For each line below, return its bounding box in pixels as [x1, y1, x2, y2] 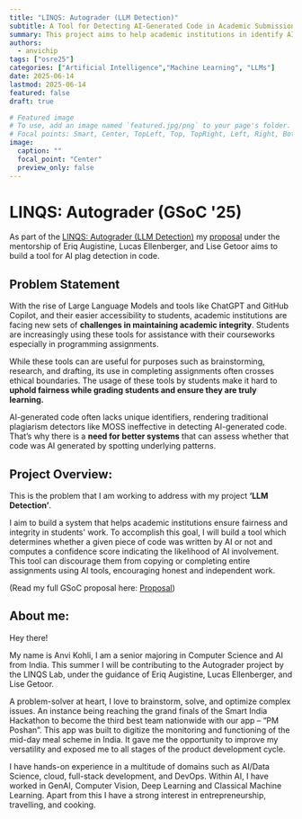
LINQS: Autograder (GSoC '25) [9, 201, 243, 222]
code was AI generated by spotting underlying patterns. [9, 441, 217, 451]
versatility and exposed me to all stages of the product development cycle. [9, 743, 286, 754]
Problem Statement [9, 276, 120, 292]
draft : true [9, 96, 54, 106]
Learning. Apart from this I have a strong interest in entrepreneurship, [9, 789, 267, 800]
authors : [9, 38, 42, 48]
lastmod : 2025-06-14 [9, 80, 87, 89]
